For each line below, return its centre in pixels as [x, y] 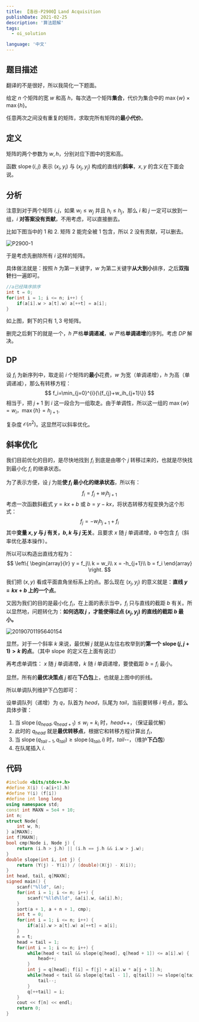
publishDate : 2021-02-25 [37, 17]
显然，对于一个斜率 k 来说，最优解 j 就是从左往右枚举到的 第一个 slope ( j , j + [98, 644]
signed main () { [26, 882]
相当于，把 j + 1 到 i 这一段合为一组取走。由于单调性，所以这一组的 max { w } [98, 403]
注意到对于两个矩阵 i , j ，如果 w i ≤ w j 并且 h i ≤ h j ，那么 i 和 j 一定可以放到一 [97, 211]
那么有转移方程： [50, 383]
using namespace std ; [33, 804]
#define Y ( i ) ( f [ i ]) [32, 794]
